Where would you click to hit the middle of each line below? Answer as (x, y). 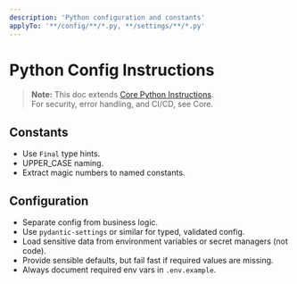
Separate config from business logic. (90, 222)
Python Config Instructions (112, 70)
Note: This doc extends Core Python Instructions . (122, 95)
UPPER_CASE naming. (63, 163)
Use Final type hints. (61, 154)
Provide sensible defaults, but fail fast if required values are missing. (148, 261)
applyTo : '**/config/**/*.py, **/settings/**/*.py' (107, 26)
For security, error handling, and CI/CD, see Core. (122, 104)
